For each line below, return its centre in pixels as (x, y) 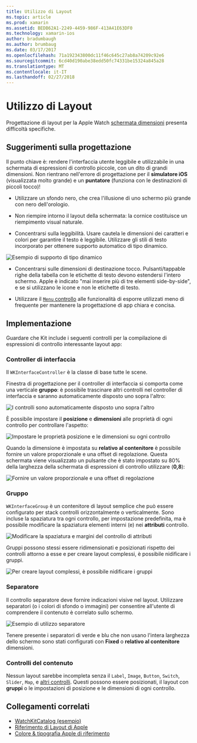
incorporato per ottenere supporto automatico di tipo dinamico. (91, 246)
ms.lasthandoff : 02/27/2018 (41, 77)
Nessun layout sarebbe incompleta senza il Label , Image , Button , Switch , (93, 675)
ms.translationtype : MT (35, 66)
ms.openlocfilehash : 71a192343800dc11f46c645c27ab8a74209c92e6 (85, 55)
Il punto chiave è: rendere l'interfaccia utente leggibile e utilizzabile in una (95, 161)
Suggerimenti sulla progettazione (69, 147)
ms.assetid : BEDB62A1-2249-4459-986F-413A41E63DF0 (69, 28)
